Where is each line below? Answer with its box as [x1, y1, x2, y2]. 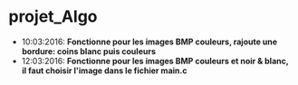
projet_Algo [8, 6, 98, 27]
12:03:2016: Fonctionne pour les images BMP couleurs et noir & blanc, [21, 55, 289, 66]
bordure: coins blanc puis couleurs [21, 45, 156, 56]
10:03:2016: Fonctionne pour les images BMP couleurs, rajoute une [21, 36, 278, 47]
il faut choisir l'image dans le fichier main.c [21, 65, 187, 76]
